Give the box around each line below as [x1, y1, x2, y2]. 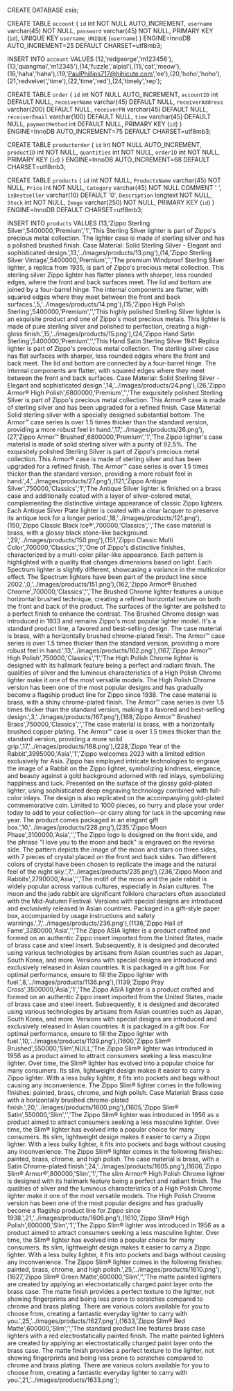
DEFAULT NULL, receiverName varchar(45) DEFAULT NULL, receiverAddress [7, 98, 224, 106]
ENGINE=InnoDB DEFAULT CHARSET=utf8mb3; [7, 206, 144, 214]
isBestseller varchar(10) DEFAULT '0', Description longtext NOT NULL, [7, 191, 213, 199]
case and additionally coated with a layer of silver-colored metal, [7, 492, 192, 500]
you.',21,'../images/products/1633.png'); [7, 1376, 120, 1384]
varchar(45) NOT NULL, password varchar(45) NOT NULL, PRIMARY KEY [7, 27, 214, 35]
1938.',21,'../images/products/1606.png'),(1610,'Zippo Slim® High [7, 1213, 189, 1222]
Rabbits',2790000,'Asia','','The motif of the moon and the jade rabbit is [7, 875, 207, 883]
